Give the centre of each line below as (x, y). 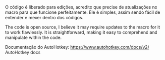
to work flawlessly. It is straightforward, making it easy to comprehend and (81, 32)
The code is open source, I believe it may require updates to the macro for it (82, 27)
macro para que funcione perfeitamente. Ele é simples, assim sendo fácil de (83, 12)
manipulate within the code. (33, 37)
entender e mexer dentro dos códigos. (44, 17)
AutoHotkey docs (23, 52)
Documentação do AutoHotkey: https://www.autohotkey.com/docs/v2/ (77, 47)
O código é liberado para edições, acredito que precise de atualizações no (81, 7)
